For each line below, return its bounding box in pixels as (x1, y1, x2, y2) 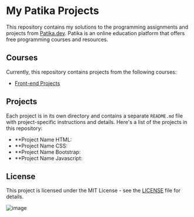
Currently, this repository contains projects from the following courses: (6, 68, 177, 75)
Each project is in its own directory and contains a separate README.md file (6, 112, 183, 119)
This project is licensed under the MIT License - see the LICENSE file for (6, 187, 181, 194)
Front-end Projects (14, 80, 60, 87)
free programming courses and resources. (6, 36, 108, 43)
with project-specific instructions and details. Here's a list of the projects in (6, 118, 188, 125)
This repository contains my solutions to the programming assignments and (6, 23, 189, 30)
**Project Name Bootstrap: (14, 148, 81, 156)
